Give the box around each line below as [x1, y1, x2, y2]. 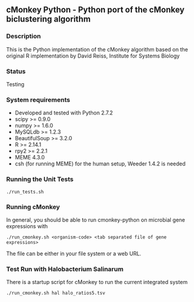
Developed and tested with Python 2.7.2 [14, 109, 113, 116]
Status [6, 67, 26, 75]
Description [6, 32, 41, 41]
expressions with [6, 222, 48, 229]
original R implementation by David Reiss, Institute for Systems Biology [6, 52, 180, 59]
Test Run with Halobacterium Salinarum [6, 265, 124, 273]
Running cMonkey [6, 203, 60, 211]
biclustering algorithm [6, 14, 91, 25]
